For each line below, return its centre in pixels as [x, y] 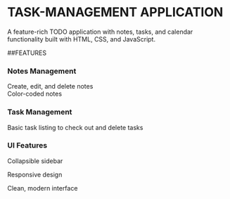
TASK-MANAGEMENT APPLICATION [115, 12]
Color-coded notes [34, 94]
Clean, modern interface [43, 188]
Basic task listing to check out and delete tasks [75, 127]
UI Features [27, 146]
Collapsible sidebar [35, 161]
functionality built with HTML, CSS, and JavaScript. [82, 39]
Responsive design [35, 174]
